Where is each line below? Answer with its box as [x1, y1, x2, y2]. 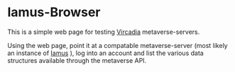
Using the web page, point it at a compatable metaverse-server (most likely [7, 41, 229, 49]
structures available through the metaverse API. [7, 56, 147, 64]
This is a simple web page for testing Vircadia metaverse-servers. [7, 28, 200, 36]
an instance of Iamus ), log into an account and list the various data [7, 49, 204, 57]
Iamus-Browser [7, 4, 101, 20]
